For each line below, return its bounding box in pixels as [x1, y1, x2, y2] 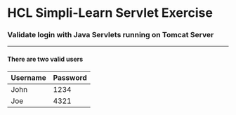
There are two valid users [7, 55, 84, 64]
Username [11, 72, 47, 82]
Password [53, 72, 87, 82]
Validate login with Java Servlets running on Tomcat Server [7, 30, 214, 40]
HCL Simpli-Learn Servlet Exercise [7, 5, 213, 21]
